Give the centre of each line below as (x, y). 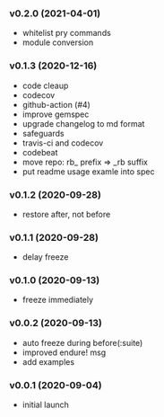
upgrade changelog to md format (83, 123)
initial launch (46, 405)
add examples (48, 361)
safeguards (43, 133)
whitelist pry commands (67, 33)
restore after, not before (66, 214)
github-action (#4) (56, 104)
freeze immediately (58, 300)
